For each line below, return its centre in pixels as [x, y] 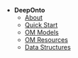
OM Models [41, 32]
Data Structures [48, 47]
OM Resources [46, 40]
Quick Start [41, 25]
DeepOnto [29, 10]
